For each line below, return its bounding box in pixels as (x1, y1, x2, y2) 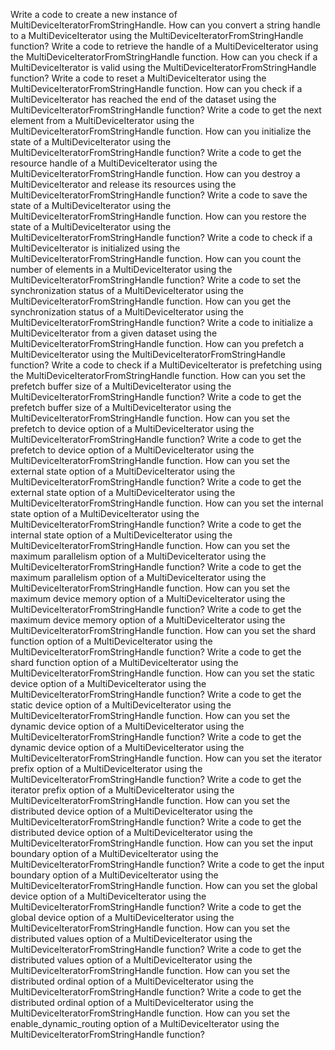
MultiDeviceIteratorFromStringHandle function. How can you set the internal (10, 497, 324, 509)
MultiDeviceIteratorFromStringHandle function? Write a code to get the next (10, 104, 322, 116)
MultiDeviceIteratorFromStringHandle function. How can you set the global (10, 880, 318, 891)
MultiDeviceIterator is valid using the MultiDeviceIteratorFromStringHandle (10, 62, 317, 73)
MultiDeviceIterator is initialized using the (10, 242, 181, 254)
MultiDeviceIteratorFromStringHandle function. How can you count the (10, 253, 302, 264)
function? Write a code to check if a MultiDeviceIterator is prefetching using (10, 359, 323, 371)
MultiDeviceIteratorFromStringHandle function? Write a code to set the (10, 274, 302, 286)
